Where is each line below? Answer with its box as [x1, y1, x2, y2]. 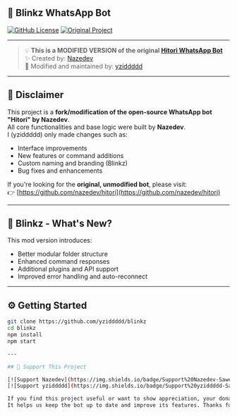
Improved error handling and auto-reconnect [17, 272, 148, 281]
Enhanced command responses [17, 257, 110, 266]
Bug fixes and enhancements [17, 166, 103, 175]
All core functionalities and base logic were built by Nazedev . [7, 123, 186, 131]
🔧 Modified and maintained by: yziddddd [24, 61, 143, 71]
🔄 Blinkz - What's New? [7, 218, 113, 230]
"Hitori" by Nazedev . [7, 115, 70, 123]
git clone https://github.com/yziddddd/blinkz [7, 318, 147, 325]
